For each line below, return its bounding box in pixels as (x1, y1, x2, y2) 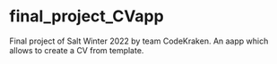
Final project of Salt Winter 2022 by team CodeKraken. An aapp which (9, 36, 269, 46)
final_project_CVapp (9, 6, 164, 27)
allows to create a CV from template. (9, 44, 144, 55)
